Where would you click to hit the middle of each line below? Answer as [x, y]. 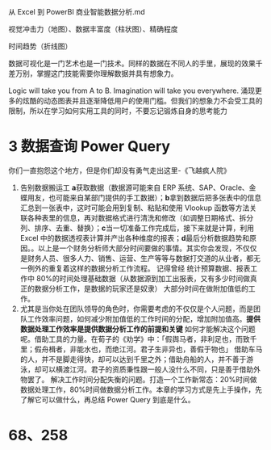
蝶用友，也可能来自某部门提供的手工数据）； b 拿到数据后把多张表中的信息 [141, 197]
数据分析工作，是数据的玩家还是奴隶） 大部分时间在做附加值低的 [141, 288]
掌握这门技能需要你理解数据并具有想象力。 [107, 74]
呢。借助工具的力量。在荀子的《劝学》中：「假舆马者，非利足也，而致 [135, 339]
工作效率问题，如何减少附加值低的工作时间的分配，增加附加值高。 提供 [144, 318]
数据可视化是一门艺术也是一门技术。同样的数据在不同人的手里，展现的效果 [132, 63]
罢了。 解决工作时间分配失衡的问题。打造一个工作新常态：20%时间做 [142, 379]
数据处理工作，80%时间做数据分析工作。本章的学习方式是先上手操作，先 [141, 389]
